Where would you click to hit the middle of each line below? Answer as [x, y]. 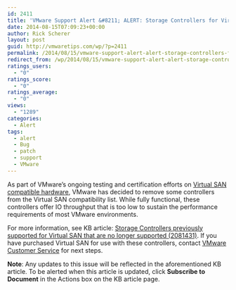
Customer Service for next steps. [55, 250]
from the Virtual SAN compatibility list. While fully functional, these [104, 199]
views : [17, 106]
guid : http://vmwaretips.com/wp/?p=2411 [67, 46]
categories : [25, 118]
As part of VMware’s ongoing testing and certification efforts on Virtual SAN [117, 184]
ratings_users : [29, 66]
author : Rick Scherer [39, 33]
